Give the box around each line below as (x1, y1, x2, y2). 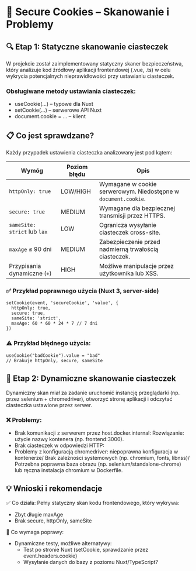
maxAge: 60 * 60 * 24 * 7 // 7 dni (11, 321, 98, 326)
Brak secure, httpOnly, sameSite (14, 517, 92, 524)
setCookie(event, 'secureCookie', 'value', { (6, 300, 118, 306)
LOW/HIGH (61, 187, 92, 195)
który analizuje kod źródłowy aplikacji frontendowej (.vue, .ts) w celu (6, 67, 171, 73)
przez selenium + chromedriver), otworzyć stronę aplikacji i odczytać (6, 395, 173, 403)
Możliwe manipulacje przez (99, 262, 174, 270)
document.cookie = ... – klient (14, 113, 86, 120)
